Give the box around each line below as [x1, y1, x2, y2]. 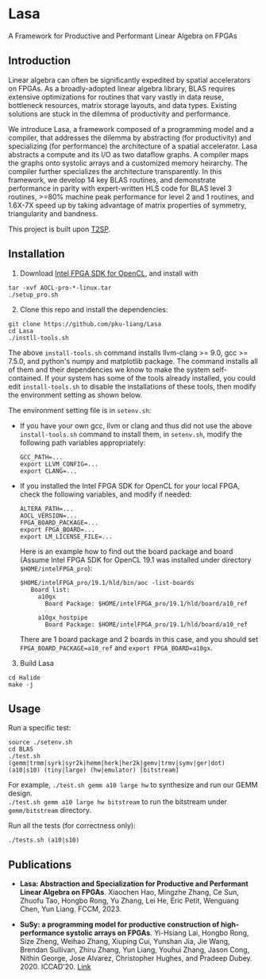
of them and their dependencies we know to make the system [8, 365, 210, 374]
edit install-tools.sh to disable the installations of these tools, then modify [8, 381, 256, 391]
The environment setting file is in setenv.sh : [8, 405, 152, 415]
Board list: [30, 586, 71, 594]
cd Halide [8, 673, 41, 682]
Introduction [8, 54, 71, 68]
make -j [8, 680, 34, 688]
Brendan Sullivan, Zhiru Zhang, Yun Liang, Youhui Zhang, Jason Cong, [19, 945, 250, 954]
